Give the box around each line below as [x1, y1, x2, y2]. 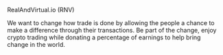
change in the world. [7, 41, 65, 48]
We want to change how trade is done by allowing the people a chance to [7, 19, 215, 26]
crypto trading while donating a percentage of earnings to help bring [7, 33, 201, 41]
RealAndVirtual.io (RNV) [7, 6, 75, 14]
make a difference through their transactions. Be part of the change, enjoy [7, 26, 217, 34]
